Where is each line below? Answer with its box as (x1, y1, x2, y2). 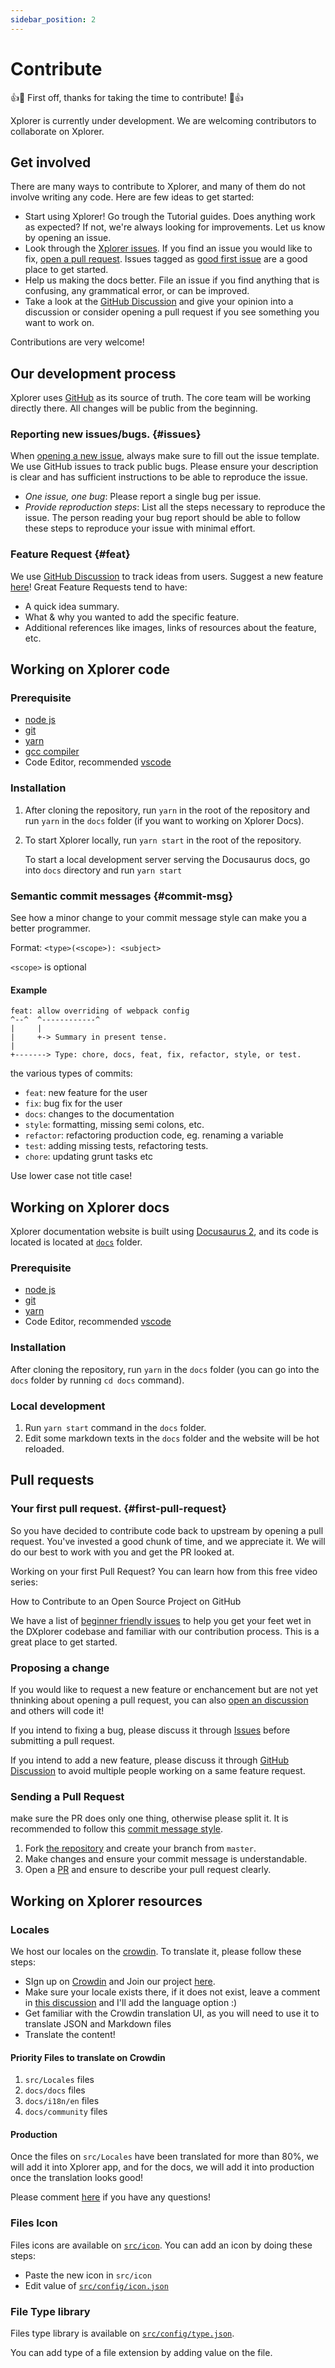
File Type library (10, 2304, 91, 2318)
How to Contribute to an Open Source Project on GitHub (10, 1595, 242, 1607)
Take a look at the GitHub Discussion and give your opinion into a (24, 296, 294, 308)
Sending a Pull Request (10, 1789, 125, 1803)
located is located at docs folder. (10, 1236, 143, 1248)
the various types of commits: (10, 1067, 133, 1080)
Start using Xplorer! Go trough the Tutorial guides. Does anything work (24, 211, 316, 223)
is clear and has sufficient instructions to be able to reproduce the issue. (10, 471, 308, 483)
